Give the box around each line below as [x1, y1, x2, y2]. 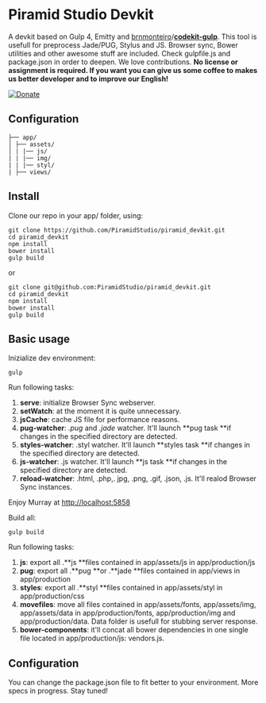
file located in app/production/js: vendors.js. [19, 633, 165, 643]
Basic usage [8, 332, 70, 346]
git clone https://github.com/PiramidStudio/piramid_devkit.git [8, 226, 226, 234]
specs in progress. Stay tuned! [8, 686, 109, 696]
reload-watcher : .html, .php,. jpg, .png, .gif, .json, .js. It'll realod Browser [19, 474, 256, 483]
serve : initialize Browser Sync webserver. [19, 398, 156, 408]
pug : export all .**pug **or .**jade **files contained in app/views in [19, 566, 241, 576]
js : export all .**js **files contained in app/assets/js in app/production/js [19, 558, 256, 567]
